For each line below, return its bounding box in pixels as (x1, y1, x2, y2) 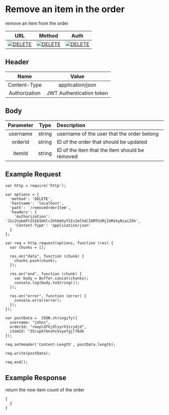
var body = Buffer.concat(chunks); (14, 276, 89, 281)
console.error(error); (14, 298, 62, 303)
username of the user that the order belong (56, 130, 159, 137)
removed (56, 153, 78, 160)
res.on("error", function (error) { (10, 293, 87, 299)
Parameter (8, 122, 34, 129)
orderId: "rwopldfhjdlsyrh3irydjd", (10, 324, 87, 330)
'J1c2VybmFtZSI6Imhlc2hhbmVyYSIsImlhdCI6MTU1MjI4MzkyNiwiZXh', (5, 218, 141, 224)
